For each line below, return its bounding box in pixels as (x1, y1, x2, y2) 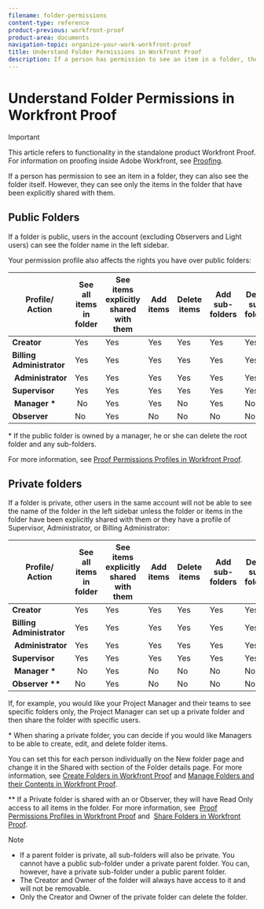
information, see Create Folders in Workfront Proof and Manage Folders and (8, 771, 255, 780)
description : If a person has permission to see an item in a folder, (8, 56, 244, 64)
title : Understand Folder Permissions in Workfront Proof (8, 48, 202, 56)
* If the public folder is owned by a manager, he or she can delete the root (8, 430, 247, 440)
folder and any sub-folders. (8, 439, 97, 449)
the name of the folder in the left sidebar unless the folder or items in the (8, 506, 244, 516)
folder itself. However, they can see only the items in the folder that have (8, 179, 243, 189)
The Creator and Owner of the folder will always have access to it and (19, 876, 246, 885)
